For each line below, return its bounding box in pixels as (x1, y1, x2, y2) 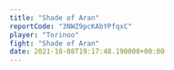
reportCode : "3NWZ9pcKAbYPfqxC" (9, 22, 132, 31)
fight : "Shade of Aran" (9, 38, 100, 48)
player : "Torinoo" (9, 30, 79, 39)
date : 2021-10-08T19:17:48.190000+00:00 (9, 47, 166, 56)
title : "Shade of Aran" (9, 13, 100, 23)
